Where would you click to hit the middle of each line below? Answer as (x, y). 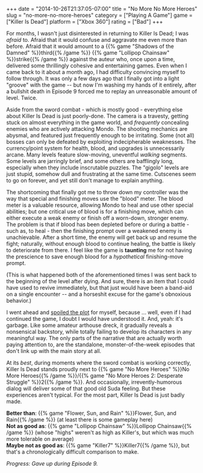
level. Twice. (22, 98)
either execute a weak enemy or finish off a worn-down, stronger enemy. (98, 218)
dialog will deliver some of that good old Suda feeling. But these (86, 388)
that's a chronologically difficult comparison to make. (73, 452)
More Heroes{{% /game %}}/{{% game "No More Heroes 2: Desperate (95, 376)
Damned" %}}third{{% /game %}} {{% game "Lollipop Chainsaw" (88, 53)
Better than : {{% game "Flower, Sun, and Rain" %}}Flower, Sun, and (92, 413)
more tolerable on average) (40, 439)
